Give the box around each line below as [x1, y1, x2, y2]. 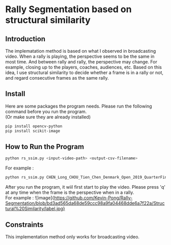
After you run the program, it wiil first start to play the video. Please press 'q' [5, 184, 165, 190]
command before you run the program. [5, 108, 87, 115]
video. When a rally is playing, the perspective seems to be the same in [5, 53, 155, 59]
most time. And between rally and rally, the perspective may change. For [5, 59, 158, 64]
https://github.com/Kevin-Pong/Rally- [54, 195, 133, 201]
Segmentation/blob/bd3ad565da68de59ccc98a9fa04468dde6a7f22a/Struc [5, 200, 165, 206]
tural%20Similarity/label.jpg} [5, 205, 65, 212]
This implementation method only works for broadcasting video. [5, 233, 140, 239]
